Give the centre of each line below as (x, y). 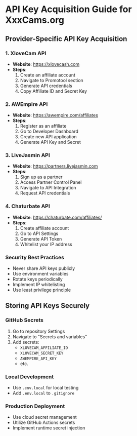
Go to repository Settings (39, 331)
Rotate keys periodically (38, 279)
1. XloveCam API (26, 53)
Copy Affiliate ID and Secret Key (54, 91)
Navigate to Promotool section (52, 80)
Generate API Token (41, 239)
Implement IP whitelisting (39, 285)
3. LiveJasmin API (28, 155)
